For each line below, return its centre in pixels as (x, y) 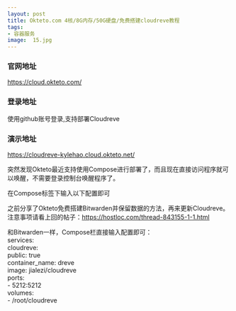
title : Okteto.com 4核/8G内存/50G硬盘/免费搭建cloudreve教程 (94, 21)
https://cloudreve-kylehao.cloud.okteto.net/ (71, 155)
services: (21, 240)
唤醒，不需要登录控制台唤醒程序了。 (66, 179)
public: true (24, 255)
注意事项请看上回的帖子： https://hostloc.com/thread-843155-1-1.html (109, 217)
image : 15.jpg (30, 40)
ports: (16, 278)
